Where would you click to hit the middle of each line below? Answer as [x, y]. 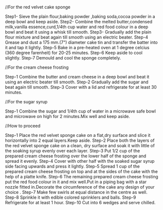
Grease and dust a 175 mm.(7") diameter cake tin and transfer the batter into [81, 42]
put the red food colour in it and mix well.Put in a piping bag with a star [76, 182]
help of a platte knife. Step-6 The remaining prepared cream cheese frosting [82, 177]
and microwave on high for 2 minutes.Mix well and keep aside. [68, 116]
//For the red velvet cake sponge [38, 7]
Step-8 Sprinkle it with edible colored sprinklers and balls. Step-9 [71, 197]
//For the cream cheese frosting [37, 67]
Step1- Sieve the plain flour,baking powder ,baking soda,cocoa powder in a [80, 16]
